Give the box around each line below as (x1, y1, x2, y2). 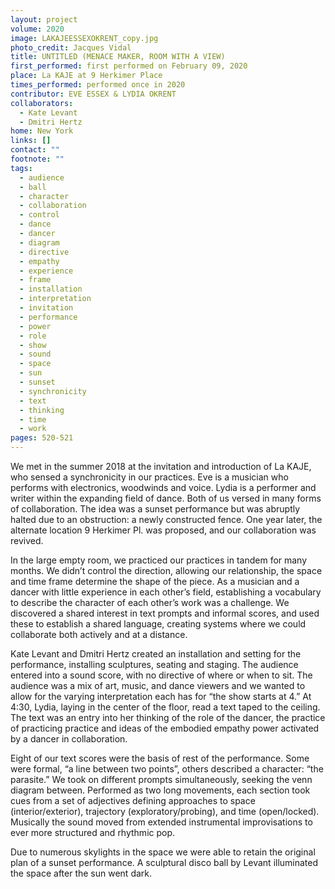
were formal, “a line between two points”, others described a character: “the (10, 763, 324, 775)
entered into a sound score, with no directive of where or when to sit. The (10, 669, 313, 681)
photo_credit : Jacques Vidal (10, 42, 132, 53)
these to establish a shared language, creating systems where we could (10, 618, 307, 630)
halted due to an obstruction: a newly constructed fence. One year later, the (10, 514, 323, 525)
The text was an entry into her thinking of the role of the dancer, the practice (10, 712, 326, 723)
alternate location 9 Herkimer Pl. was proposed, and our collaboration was (10, 524, 317, 536)
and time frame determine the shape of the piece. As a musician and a (10, 576, 300, 587)
